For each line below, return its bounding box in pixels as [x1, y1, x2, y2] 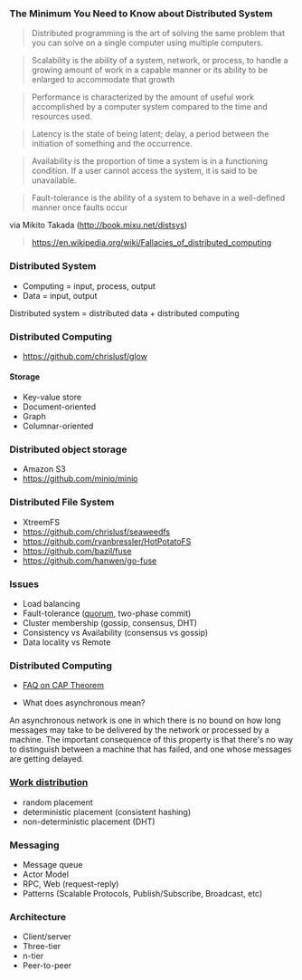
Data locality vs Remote [22, 637, 111, 648]
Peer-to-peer [22, 960, 72, 971]
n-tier [22, 950, 43, 962]
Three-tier [22, 941, 61, 952]
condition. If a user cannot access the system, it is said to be [31, 166, 258, 177]
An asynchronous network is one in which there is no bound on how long [9, 715, 282, 726]
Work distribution [9, 776, 89, 789]
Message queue [22, 859, 83, 870]
